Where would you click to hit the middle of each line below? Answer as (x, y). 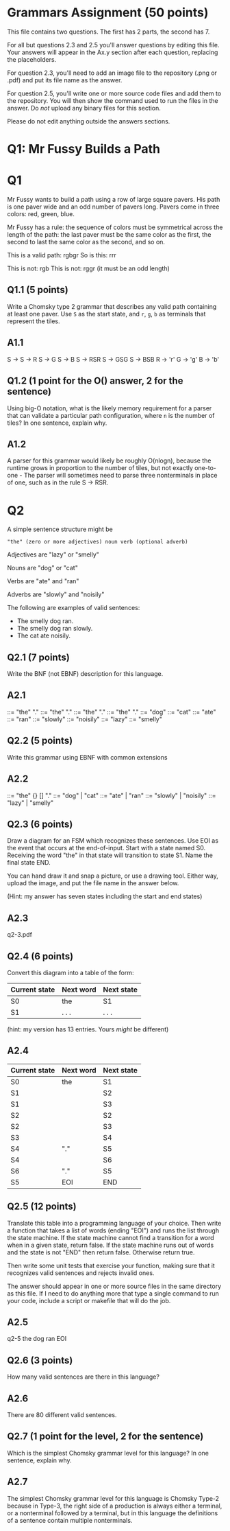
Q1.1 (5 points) (38, 290)
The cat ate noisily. (43, 635)
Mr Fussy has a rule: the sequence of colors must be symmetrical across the (115, 227)
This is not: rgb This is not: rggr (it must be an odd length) (88, 268)
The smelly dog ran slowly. (55, 629)
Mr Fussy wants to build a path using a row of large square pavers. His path (114, 200)
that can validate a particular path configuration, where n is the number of (111, 415)
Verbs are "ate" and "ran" (43, 581)
